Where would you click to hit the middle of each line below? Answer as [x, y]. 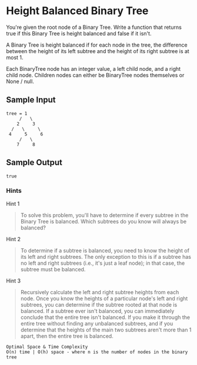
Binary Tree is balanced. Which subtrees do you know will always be [103, 221]
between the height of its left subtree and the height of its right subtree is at [98, 51]
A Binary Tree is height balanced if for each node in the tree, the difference [97, 45]
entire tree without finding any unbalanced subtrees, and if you [97, 323]
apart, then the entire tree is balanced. [67, 336]
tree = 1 [17, 113]
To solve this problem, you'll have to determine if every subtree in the [104, 215]
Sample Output [34, 162]
